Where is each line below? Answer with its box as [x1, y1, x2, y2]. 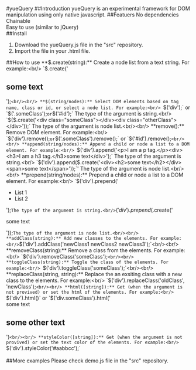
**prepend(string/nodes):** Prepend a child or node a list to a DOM [20, 171, 184, 178]
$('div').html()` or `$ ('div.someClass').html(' [6, 294, 111, 301]
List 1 [14, 189, 27, 196]
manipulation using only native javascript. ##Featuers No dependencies [6, 11, 179, 18]
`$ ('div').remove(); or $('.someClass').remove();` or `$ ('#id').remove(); [6, 135, 171, 142]
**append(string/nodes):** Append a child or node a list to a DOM [21, 141, 190, 147]
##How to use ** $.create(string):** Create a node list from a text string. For [6, 59, 190, 66]
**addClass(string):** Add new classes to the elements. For [6, 235, 159, 241]
